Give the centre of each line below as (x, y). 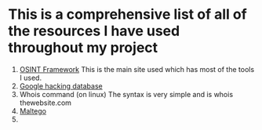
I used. (30, 78)
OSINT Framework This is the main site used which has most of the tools (137, 69)
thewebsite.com (45, 103)
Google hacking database (61, 86)
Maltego (33, 110)
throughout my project (83, 48)
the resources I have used (94, 31)
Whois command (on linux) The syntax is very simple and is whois (126, 94)
